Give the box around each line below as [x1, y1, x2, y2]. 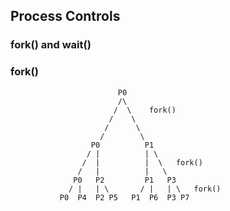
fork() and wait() [10, 38, 92, 52]
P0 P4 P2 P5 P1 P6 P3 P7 [59, 192, 190, 203]
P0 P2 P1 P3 [73, 175, 177, 185]
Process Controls [10, 8, 121, 25]
